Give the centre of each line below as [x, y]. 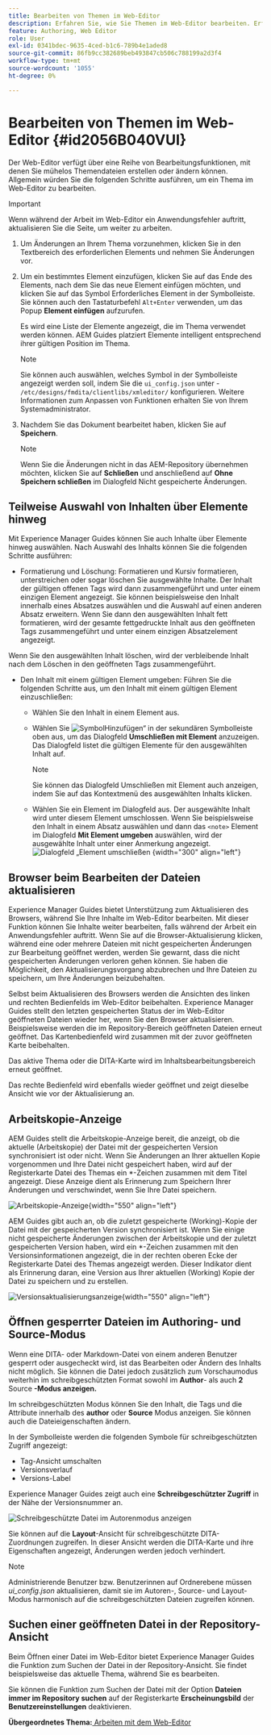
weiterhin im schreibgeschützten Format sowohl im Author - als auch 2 [126, 1379]
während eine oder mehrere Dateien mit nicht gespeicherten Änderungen [130, 944]
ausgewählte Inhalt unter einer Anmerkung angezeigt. [121, 844]
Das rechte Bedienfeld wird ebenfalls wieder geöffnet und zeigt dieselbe [129, 1085]
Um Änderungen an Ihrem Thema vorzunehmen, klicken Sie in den [130, 244]
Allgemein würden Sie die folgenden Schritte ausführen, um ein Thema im [131, 179]
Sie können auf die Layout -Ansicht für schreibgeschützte [104, 1533]
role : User [27, 38]
